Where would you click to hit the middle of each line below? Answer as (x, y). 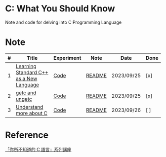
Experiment (67, 58)
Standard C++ (32, 72)
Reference (27, 135)
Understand (29, 107)
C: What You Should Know (60, 9)
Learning (26, 66)
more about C (32, 113)
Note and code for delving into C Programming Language (63, 22)
